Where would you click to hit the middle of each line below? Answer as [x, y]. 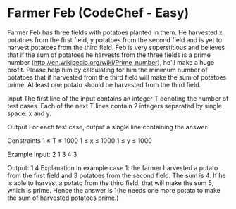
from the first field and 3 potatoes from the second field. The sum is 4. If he [117, 175]
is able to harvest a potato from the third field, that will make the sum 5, [111, 183]
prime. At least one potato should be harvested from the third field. [104, 84]
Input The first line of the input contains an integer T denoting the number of [118, 98]
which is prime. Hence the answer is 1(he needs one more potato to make [114, 190]
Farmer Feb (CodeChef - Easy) [98, 13]
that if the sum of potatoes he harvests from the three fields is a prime [109, 55]
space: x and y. [29, 113]
